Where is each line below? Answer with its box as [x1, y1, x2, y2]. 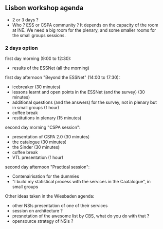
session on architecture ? [12, 208, 63, 214]
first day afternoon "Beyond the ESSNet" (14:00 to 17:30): [5, 75, 120, 80]
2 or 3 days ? [12, 17, 39, 22]
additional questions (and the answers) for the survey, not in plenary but [12, 99, 157, 105]
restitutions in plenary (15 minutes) [12, 115, 82, 121]
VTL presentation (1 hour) [12, 154, 64, 160]
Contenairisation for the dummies [12, 173, 79, 179]
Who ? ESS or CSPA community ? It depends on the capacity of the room [12, 22, 159, 28]
